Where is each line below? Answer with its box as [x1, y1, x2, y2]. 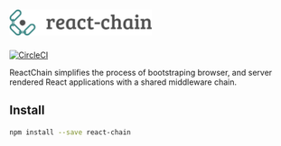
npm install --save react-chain [9, 127, 131, 137]
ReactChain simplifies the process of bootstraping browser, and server [9, 67, 273, 78]
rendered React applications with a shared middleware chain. [9, 77, 238, 87]
